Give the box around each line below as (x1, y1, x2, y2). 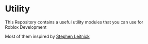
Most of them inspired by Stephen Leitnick (5, 33, 90, 39)
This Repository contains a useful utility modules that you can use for (5, 19, 144, 25)
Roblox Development (5, 24, 47, 30)
